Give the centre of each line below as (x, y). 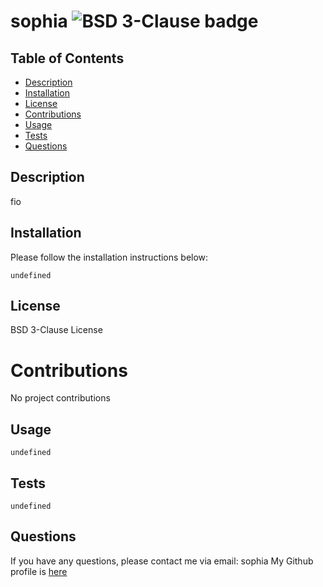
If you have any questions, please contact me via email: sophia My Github (162, 561)
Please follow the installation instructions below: (109, 257)
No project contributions (60, 398)
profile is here (39, 571)
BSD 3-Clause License (56, 330)
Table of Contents (67, 58)
